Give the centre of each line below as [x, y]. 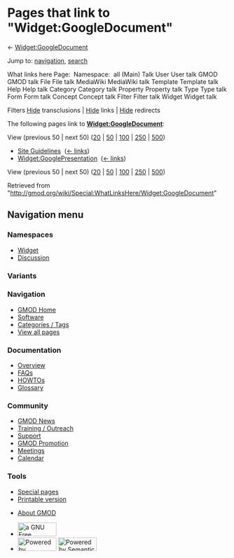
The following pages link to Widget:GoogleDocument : [86, 123]
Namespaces [30, 235]
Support [29, 436]
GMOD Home [36, 309]
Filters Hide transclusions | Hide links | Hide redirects [84, 110]
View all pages [39, 332]
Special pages [38, 491]
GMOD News [36, 421]
